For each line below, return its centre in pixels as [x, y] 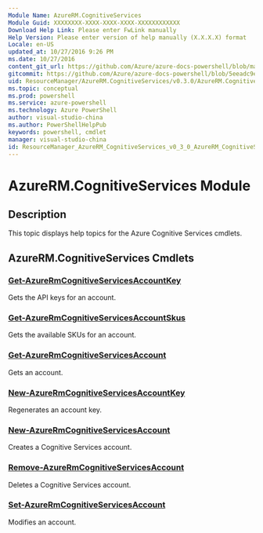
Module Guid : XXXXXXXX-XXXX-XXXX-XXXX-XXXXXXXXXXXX [94, 23]
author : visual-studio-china [56, 118]
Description [37, 214]
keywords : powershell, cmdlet [58, 132]
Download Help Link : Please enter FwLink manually [92, 30]
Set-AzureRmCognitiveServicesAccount [87, 505]
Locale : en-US [31, 45]
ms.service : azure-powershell [58, 103]
